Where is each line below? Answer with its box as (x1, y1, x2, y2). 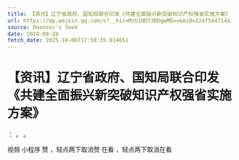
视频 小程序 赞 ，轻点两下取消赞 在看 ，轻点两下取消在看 (7, 145, 172, 154)
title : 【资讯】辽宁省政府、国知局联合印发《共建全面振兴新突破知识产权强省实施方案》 (7, 10, 231, 18)
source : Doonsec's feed (7, 23, 78, 31)
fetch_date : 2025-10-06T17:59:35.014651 (7, 37, 129, 44)
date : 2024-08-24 (7, 30, 59, 38)
